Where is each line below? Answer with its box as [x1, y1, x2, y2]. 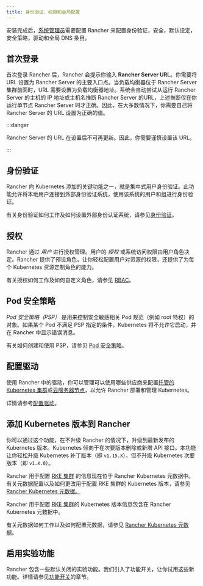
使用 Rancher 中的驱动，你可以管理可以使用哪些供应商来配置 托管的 [6, 378, 175, 386]
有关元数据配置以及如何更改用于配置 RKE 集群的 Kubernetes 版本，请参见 [6, 480, 191, 487]
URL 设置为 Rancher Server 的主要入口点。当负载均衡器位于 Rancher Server [6, 79, 197, 86]
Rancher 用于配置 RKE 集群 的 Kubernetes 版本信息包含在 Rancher [6, 500, 171, 508]
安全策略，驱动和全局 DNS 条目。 [6, 34, 90, 42]
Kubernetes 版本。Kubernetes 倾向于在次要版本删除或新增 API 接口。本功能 [6, 444, 196, 451]
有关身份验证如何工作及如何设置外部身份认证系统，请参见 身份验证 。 [6, 211, 177, 219]
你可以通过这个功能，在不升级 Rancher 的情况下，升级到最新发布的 [6, 436, 175, 444]
